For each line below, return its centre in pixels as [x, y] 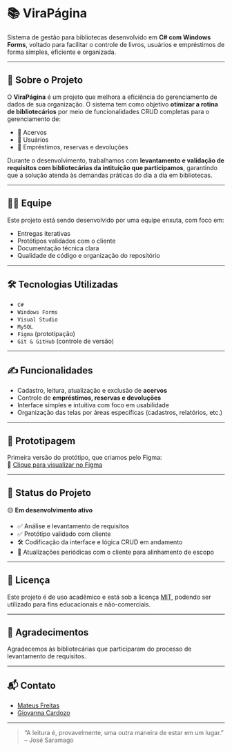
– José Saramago [49, 740]
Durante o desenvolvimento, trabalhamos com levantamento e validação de [116, 160]
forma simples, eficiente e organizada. [62, 52]
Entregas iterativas [44, 233]
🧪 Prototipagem [41, 441]
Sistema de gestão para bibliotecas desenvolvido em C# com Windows [109, 37]
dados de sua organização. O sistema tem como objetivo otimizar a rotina [113, 104]
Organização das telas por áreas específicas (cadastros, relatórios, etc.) [120, 413]
